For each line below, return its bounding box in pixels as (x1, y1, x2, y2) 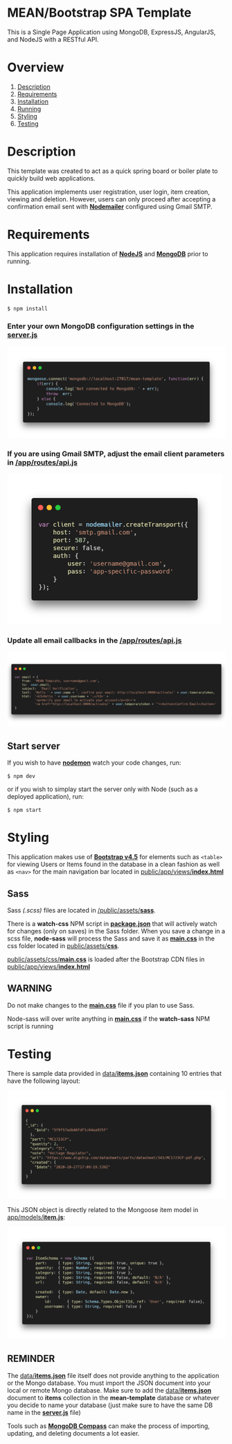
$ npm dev (7, 773, 36, 780)
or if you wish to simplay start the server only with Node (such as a (7, 785, 199, 793)
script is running (7, 1022, 54, 1030)
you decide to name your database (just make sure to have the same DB (7, 1401, 213, 1409)
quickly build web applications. (7, 174, 96, 182)
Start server (7, 740, 60, 752)
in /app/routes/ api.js (7, 458, 78, 467)
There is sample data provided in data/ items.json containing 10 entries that (7, 1069, 222, 1077)
